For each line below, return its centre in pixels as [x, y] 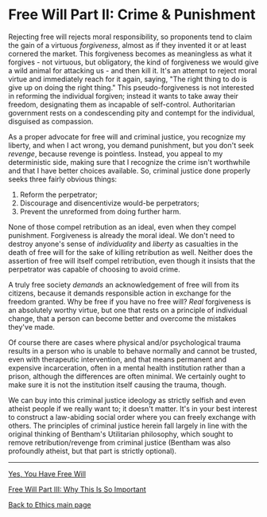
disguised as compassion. [51, 121]
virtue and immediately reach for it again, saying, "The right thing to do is [128, 79]
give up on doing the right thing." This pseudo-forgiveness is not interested [131, 87]
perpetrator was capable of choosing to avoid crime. [94, 269]
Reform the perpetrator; [58, 194]
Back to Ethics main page [50, 504]
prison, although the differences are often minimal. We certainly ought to [127, 376]
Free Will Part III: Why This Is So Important [77, 489]
